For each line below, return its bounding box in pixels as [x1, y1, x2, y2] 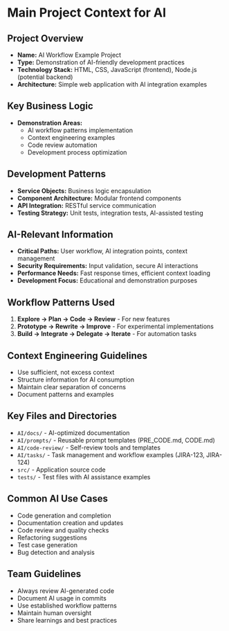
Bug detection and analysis [17, 548, 95, 556]
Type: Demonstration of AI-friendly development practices [17, 58, 185, 66]
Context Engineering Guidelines [7, 350, 147, 362]
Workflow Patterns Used [7, 296, 116, 308]
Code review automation [27, 141, 98, 149]
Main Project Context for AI [7, 5, 167, 21]
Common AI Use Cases [7, 493, 109, 505]
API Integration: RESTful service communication [17, 201, 156, 209]
